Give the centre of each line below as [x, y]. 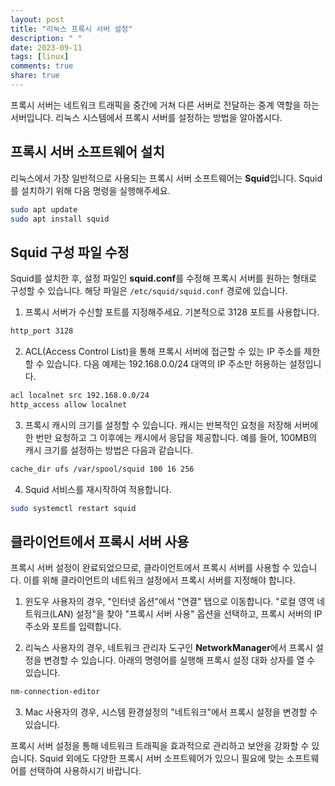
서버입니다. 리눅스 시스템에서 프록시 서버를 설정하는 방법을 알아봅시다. [146, 117]
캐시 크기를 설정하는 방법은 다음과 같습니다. [109, 450]
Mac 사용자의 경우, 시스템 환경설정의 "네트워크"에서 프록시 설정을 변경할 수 [171, 712]
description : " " [46, 38]
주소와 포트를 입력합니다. [73, 627]
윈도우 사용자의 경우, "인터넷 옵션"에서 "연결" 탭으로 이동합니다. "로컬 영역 [169, 602]
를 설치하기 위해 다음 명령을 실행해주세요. [90, 190]
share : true [35, 76]
